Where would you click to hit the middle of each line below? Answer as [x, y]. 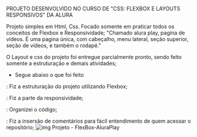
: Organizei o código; [32, 109]
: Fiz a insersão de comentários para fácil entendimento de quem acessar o [99, 121]
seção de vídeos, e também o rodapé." [54, 45]
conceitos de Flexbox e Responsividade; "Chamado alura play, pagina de [96, 33]
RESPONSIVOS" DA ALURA [40, 15]
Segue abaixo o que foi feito [49, 75]
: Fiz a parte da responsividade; [45, 98]
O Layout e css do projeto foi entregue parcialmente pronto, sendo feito [94, 57]
